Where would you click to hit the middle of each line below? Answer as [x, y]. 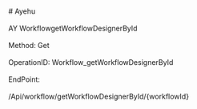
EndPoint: [24, 79]
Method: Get [29, 45]
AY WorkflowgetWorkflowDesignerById [73, 28]
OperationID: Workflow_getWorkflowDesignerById [91, 62]
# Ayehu [22, 11]
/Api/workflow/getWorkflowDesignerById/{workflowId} [99, 96]
